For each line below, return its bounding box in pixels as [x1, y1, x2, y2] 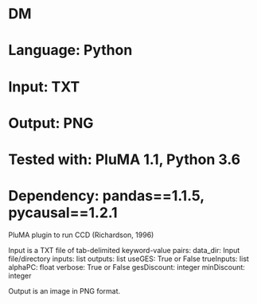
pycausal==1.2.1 [8, 204, 118, 222]
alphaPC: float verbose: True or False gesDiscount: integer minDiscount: [8, 262, 245, 271]
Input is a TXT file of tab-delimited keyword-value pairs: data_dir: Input [8, 245, 240, 255]
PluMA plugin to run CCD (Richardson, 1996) [8, 230, 154, 240]
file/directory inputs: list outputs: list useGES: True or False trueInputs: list [8, 254, 249, 263]
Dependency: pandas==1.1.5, [8, 187, 204, 205]
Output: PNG [8, 114, 94, 132]
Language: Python [8, 41, 133, 60]
